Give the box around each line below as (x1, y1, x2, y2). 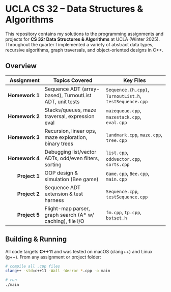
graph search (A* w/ (44, 211, 94, 218)
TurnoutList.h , (106, 92, 141, 99)
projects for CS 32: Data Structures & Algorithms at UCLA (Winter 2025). (5, 36, 160, 42)
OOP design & (44, 169, 78, 176)
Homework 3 (8, 133, 40, 140)
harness (44, 196, 64, 203)
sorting (44, 161, 62, 168)
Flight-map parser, (44, 205, 90, 212)
